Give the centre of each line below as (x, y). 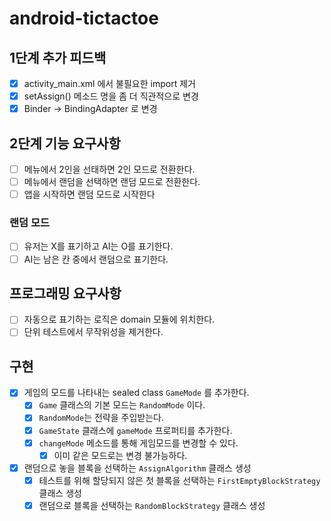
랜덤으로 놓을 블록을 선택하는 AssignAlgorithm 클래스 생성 (137, 468)
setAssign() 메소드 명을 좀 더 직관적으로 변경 (111, 96)
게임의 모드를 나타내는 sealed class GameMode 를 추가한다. (136, 393)
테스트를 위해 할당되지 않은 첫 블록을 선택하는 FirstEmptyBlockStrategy (179, 480)
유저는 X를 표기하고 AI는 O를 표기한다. (98, 246)
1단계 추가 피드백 (58, 57)
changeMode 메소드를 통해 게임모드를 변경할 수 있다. (138, 443)
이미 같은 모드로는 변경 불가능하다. (120, 455)
